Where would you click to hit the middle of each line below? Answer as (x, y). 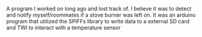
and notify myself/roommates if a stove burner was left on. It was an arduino (101, 15)
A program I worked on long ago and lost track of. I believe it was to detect (99, 9)
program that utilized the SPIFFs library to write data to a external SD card (98, 21)
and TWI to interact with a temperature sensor (63, 27)
